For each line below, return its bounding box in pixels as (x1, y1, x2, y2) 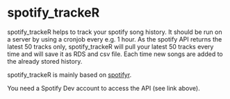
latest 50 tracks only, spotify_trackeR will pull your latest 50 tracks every (7, 42, 214, 51)
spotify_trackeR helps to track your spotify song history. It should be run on (7, 28, 222, 36)
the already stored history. (7, 57, 83, 65)
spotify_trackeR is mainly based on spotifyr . (7, 71, 132, 79)
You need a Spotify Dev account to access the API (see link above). (7, 84, 200, 92)
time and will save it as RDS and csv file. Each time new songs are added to (7, 50, 224, 58)
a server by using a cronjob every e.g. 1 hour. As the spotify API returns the (7, 35, 222, 43)
